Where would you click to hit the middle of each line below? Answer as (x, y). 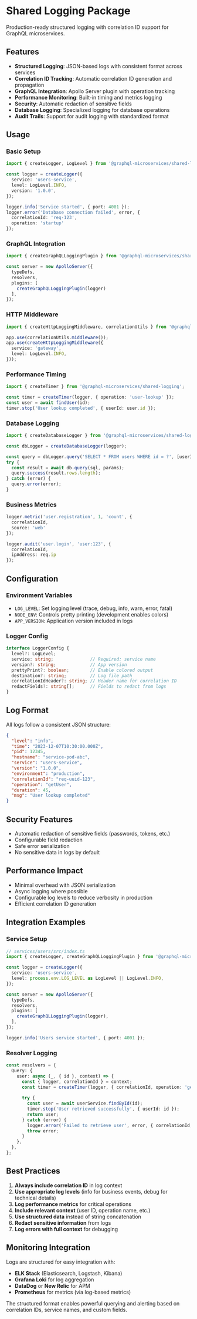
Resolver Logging (32, 1053)
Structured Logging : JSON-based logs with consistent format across (98, 66)
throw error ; (43, 1131)
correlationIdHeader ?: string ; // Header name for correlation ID (94, 681)
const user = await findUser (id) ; (48, 402)
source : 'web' (28, 528)
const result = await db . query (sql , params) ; (68, 468)
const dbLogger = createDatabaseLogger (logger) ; (67, 446)
